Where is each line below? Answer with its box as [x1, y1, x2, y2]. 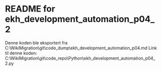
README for [5, 3, 56, 14]
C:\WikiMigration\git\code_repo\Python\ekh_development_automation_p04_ [5, 55, 156, 61]
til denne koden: [5, 50, 37, 56]
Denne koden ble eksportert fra [5, 40, 68, 45]
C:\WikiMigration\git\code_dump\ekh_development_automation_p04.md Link [5, 45, 157, 51]
